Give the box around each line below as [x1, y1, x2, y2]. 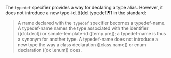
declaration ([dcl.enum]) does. [17, 47, 82, 53]
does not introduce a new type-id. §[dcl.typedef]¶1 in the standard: [5, 10, 146, 16]
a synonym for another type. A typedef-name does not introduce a [17, 36, 158, 42]
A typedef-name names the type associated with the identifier [17, 25, 149, 31]
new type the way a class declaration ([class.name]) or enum [17, 42, 146, 48]
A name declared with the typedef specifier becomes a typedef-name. [17, 20, 166, 26]
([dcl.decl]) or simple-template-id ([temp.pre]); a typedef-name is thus [17, 31, 166, 36]
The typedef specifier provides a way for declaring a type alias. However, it [5, 5, 163, 10]
